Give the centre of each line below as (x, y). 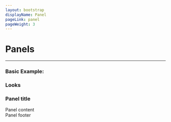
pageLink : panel (22, 19)
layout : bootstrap (25, 10)
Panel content (20, 110)
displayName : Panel (26, 15)
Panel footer (18, 115)
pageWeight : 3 (20, 24)
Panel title (18, 99)
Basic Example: (25, 72)
